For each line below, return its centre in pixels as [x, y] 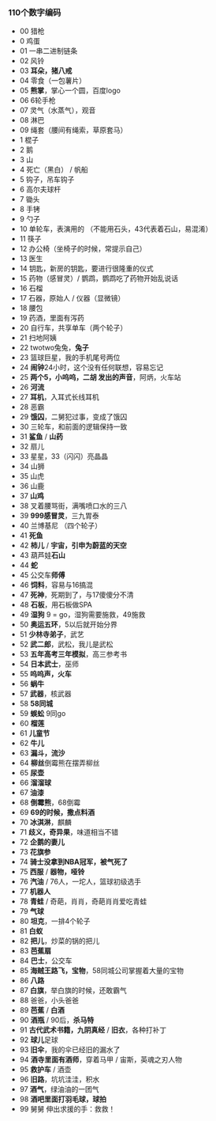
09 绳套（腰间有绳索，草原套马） [73, 130]
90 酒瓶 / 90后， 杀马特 [57, 1020]
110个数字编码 [35, 12]
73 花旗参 [35, 852]
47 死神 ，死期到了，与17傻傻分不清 [76, 595]
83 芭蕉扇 [35, 951]
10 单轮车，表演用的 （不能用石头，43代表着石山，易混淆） [116, 229]
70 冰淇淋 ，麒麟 [46, 822]
